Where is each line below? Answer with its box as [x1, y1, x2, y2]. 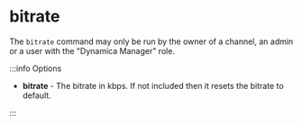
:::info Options [9, 63, 62, 74]
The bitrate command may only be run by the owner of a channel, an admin [9, 36, 294, 47]
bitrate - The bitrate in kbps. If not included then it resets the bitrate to [22, 80, 284, 91]
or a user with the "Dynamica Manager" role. [9, 45, 176, 56]
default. [22, 90, 51, 101]
